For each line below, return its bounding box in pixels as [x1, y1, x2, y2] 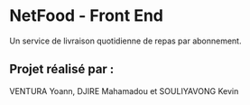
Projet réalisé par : [9, 62, 115, 77]
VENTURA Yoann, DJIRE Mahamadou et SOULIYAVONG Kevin [9, 85, 239, 96]
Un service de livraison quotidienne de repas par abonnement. [9, 35, 242, 46]
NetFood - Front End [9, 5, 164, 26]
